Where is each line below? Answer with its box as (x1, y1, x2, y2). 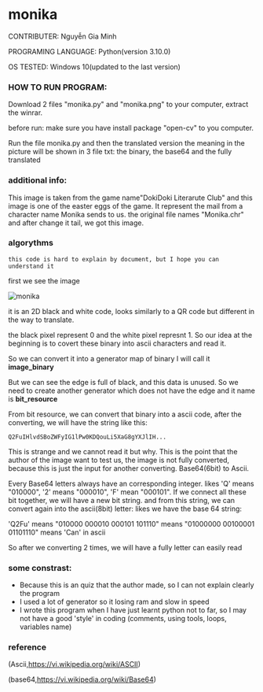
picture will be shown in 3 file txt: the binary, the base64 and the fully (8, 147, 232, 157)
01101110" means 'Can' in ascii (8, 527, 106, 537)
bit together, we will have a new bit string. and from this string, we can (8, 495, 236, 505)
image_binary (8, 362, 54, 372)
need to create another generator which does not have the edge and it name (8, 386, 255, 395)
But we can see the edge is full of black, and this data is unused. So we (8, 377, 239, 387)
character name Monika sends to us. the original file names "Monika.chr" (8, 209, 245, 219)
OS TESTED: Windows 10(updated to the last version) (8, 61, 181, 72)
